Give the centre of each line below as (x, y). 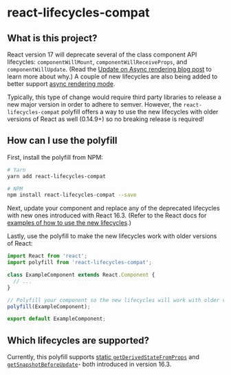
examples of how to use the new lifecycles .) (69, 223)
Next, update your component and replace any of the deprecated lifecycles (113, 208)
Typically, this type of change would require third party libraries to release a (114, 97)
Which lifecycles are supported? (78, 340)
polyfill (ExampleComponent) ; (49, 307)
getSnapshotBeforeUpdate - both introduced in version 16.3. (89, 364)
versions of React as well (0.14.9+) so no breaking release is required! (106, 119)
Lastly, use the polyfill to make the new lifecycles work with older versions (112, 236)
